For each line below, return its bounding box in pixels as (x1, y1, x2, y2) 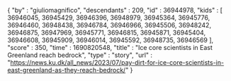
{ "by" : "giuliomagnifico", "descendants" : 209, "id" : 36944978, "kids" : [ (7, 6, 223, 14)
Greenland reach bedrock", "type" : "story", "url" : (7, 51, 153, 59)
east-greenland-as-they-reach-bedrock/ (7, 66, 126, 74)
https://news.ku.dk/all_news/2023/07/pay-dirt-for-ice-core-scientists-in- (10, 58, 225, 66)
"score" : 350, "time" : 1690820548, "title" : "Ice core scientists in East (7, 44, 213, 51)
